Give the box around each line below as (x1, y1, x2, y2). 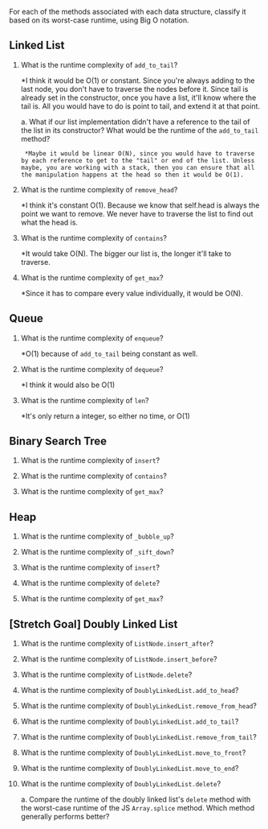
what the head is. (20, 217, 79, 227)
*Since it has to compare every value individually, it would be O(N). (20, 288, 243, 298)
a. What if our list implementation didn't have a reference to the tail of (20, 117, 250, 126)
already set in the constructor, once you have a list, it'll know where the (20, 93, 257, 102)
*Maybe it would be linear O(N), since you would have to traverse (24, 149, 255, 158)
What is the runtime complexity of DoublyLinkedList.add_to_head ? (20, 686, 239, 695)
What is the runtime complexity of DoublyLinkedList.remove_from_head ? (20, 701, 258, 711)
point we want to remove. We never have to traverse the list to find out (20, 208, 254, 218)
